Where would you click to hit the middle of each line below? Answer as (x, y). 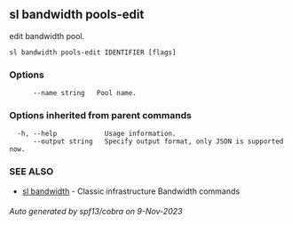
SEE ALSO (32, 172)
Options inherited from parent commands (101, 116)
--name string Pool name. (85, 93)
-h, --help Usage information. (97, 134)
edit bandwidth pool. (47, 36)
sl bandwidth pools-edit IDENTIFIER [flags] (93, 52)
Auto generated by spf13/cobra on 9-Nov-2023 (96, 212)
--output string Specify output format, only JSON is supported (158, 141)
